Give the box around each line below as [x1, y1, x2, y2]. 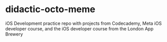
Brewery [5, 31, 23, 37]
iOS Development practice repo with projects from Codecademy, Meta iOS [5, 20, 162, 26]
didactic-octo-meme [5, 4, 96, 15]
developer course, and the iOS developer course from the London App [5, 25, 154, 31]
